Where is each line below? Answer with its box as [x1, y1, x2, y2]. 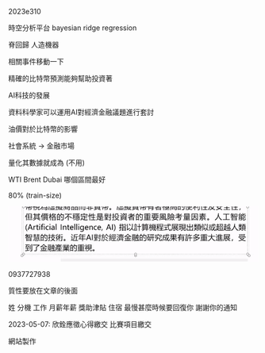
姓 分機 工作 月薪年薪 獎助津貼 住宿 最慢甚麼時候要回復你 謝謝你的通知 [8, 302, 238, 312]
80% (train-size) [8, 190, 62, 200]
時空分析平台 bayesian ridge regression [8, 23, 137, 33]
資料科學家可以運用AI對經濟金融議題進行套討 [8, 107, 155, 117]
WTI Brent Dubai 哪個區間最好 [8, 175, 106, 184]
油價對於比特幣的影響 [8, 125, 78, 133]
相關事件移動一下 [8, 57, 64, 66]
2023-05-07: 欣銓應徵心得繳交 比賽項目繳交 [8, 319, 152, 328]
